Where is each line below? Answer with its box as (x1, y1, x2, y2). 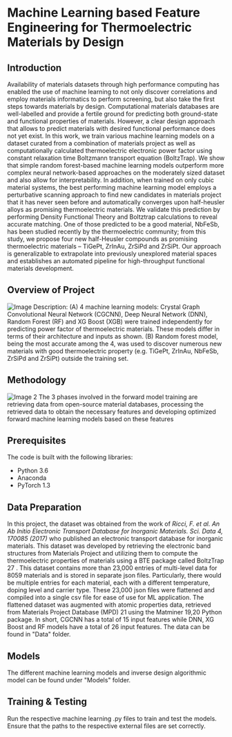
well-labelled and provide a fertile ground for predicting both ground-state (7, 109, 218, 118)
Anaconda (17, 474, 47, 482)
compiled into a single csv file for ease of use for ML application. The (7, 594, 204, 602)
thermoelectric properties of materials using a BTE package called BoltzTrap (7, 556, 224, 565)
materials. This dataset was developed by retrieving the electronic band (7, 542, 211, 550)
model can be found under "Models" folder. (7, 676, 131, 684)
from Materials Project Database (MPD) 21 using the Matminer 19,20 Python (7, 608, 222, 616)
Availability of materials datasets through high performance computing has (7, 80, 220, 88)
